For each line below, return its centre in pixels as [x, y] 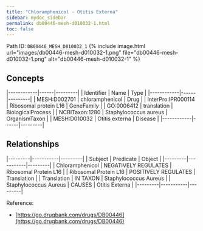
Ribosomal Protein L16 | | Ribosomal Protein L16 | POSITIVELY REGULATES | [101, 171]
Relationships [33, 144]
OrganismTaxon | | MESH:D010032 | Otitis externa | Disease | [83, 119]
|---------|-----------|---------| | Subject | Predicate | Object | [84, 159]
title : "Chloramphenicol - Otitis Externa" [62, 12]
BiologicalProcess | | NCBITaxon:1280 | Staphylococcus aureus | [87, 112]
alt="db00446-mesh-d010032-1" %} [95, 59]
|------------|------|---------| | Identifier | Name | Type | [77, 93]
